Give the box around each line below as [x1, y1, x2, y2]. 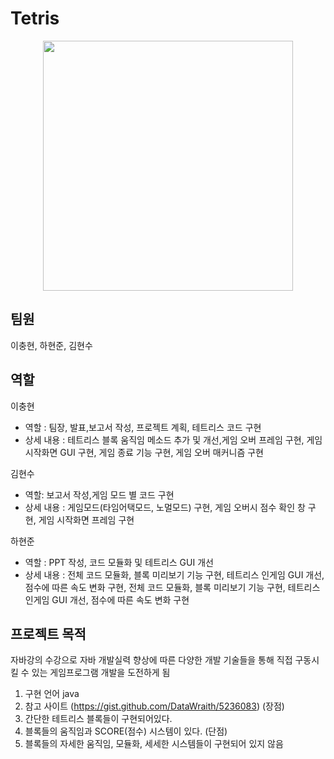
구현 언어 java [24, 688, 80, 700]
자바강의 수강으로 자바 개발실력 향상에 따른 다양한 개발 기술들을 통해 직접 [10, 654, 293, 666]
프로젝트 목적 [10, 625, 87, 642]
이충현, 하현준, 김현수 [10, 339, 93, 351]
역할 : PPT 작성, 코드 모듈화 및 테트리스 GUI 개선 [24, 556, 214, 568]
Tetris [10, 7, 60, 30]
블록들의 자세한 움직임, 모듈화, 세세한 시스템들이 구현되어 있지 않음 [24, 738, 284, 750]
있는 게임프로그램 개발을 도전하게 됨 [31, 667, 171, 679]
